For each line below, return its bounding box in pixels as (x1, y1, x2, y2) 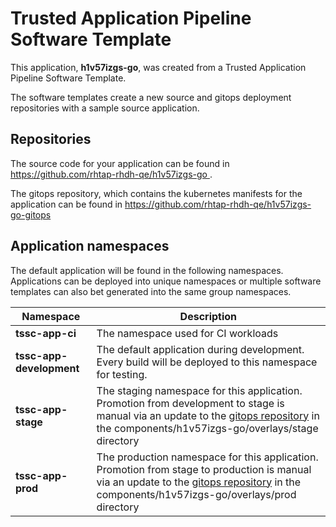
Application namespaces (10, 238, 170, 255)
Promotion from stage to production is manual (96, 462, 312, 476)
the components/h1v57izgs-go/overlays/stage (96, 421, 319, 435)
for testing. (96, 367, 148, 381)
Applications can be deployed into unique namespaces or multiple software (10, 275, 322, 287)
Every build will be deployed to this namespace (96, 355, 318, 369)
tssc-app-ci (15, 326, 77, 340)
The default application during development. (96, 342, 305, 356)
